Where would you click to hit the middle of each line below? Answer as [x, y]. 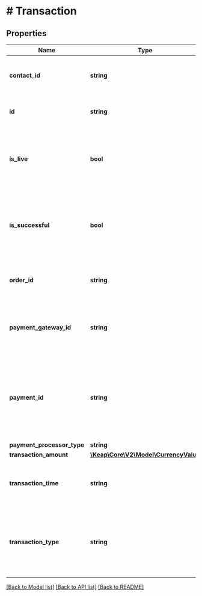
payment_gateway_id [40, 327]
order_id [22, 280]
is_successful [29, 225]
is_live [19, 159]
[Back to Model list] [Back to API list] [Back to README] [75, 587]
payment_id [26, 397]
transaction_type [34, 542]
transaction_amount [39, 455]
